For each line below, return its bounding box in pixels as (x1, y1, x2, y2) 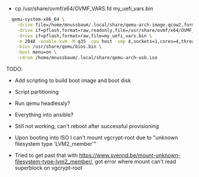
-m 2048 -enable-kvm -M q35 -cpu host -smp (17, 38, 126, 44)
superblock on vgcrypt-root (14, 165, 83, 171)
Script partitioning (14, 88, 59, 95)
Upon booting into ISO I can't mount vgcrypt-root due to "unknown (14, 134, 178, 141)
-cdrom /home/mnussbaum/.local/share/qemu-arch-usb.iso (17, 55, 158, 61)
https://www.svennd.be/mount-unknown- (79, 152, 181, 159)
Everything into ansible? (14, 112, 74, 118)
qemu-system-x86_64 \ (11, 17, 65, 22)
